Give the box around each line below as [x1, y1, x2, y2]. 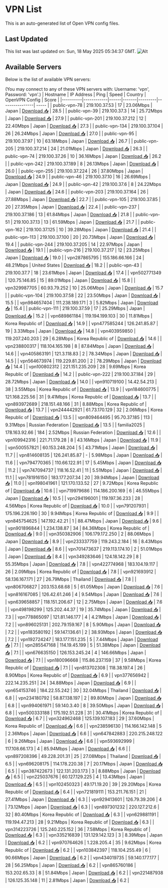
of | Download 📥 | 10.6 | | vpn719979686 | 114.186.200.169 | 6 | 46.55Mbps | [5, 487, 162, 493]
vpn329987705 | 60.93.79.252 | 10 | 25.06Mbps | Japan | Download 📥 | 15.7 [5, 285, 163, 291]
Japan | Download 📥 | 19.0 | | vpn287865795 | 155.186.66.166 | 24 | [5, 255, 144, 261]
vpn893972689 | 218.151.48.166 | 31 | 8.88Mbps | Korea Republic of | [5, 401, 147, 407]
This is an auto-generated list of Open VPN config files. [5, 20, 119, 26]
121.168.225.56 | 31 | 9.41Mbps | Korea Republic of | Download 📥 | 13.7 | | [5, 394, 156, 400]
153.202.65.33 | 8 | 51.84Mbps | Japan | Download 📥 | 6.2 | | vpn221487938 [5, 869, 163, 875]
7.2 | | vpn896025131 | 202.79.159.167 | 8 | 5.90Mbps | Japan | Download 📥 [5, 621, 161, 627]
